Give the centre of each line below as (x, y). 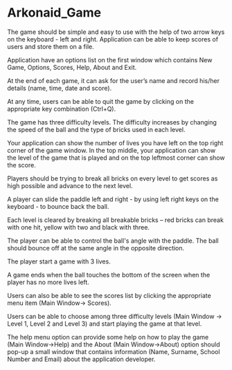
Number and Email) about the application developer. (81, 359)
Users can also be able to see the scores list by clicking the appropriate (109, 295)
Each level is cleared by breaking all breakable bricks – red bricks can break (115, 220)
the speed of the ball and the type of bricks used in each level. (96, 129)
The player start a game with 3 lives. (59, 261)
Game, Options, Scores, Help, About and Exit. (72, 67)
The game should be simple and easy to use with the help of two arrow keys (116, 32)
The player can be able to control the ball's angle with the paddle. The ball (113, 241)
